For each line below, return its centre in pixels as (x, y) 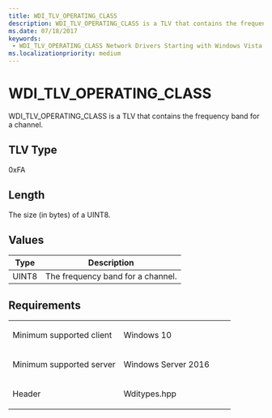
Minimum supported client (62, 335)
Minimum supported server (64, 365)
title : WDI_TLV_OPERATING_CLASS (63, 16)
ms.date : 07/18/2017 (43, 31)
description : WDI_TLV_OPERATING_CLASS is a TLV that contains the (123, 23)
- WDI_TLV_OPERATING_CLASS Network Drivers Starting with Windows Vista (137, 46)
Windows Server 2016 (167, 365)
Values (26, 240)
